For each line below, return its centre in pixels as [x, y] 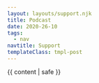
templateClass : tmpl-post [45, 53]
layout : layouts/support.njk [49, 13]
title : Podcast [29, 20]
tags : [15, 33]
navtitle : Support [34, 46]
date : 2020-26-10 [32, 26]
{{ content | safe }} [34, 72]
